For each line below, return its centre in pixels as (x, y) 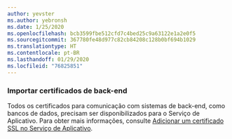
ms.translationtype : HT (42, 46)
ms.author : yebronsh (37, 20)
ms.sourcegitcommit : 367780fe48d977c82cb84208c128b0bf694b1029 (102, 40)
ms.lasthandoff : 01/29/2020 (48, 60)
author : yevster (31, 14)
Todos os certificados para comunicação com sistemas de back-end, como (116, 105)
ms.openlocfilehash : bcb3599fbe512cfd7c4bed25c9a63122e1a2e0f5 (102, 33)
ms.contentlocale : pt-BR (43, 53)
